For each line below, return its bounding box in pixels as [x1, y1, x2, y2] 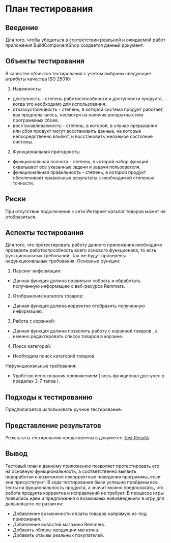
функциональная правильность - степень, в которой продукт [12, 169, 146, 175]
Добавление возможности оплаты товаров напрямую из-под [12, 510, 147, 517]
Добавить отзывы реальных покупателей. [12, 532, 104, 538]
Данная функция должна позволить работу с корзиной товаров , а [12, 328, 158, 334]
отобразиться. [5, 214, 37, 220]
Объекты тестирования [5, 57, 85, 66]
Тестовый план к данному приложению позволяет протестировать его [5, 463, 160, 469]
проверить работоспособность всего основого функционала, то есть [5, 247, 157, 253]
